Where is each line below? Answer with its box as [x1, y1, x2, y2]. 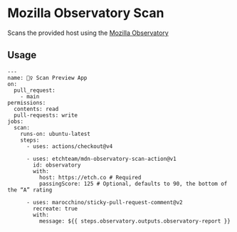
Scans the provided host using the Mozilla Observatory [7, 28, 169, 37]
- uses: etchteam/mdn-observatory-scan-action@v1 [26, 155, 177, 162]
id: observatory [33, 162, 81, 169]
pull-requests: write [14, 112, 78, 119]
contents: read [14, 105, 59, 112]
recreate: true [33, 205, 78, 212]
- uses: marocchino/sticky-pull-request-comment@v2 [26, 199, 183, 206]
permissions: [7, 99, 46, 106]
